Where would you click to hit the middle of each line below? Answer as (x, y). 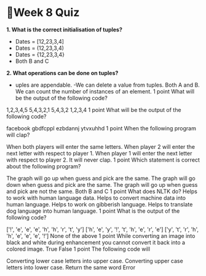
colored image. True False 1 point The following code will (78, 249)
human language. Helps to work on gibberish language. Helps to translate (100, 204)
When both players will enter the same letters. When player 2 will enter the (101, 146)
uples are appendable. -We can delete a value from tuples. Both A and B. (107, 85)
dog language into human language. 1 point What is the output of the (93, 211)
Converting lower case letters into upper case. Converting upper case (95, 261)
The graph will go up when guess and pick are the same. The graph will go (101, 178)
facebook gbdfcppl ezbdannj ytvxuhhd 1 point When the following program (101, 128)
